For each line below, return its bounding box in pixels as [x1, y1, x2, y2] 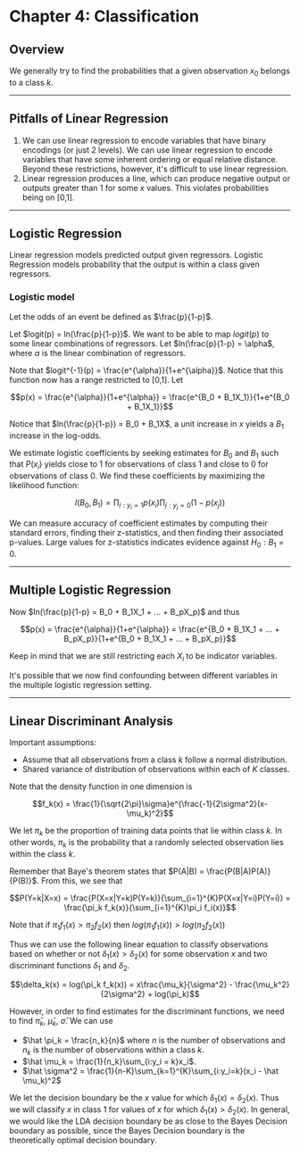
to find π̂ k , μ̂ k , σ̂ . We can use [9, 1016, 113, 1028]
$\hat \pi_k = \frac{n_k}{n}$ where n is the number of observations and [21, 1035, 286, 1046]
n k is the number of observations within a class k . [21, 1044, 204, 1058]
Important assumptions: [9, 737, 96, 748]
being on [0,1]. [21, 192, 75, 203]
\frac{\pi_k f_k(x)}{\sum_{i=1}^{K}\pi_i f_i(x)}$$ [63, 902, 237, 913]
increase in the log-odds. [9, 430, 102, 441]
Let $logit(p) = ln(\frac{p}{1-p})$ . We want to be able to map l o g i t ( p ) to [9, 328, 270, 339]
